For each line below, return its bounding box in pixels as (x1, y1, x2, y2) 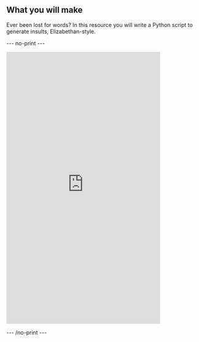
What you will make (6, 5, 83, 15)
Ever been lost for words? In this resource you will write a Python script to (6, 21, 193, 28)
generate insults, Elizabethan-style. (6, 28, 96, 35)
